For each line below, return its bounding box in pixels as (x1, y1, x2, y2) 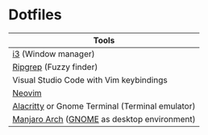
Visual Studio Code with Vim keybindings (12, 74, 168, 85)
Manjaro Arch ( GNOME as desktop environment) (12, 113, 196, 125)
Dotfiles (8, 6, 62, 24)
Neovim (12, 87, 42, 98)
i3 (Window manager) (12, 48, 95, 59)
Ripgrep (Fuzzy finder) (12, 61, 98, 72)
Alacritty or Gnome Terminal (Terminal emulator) (12, 100, 196, 112)
